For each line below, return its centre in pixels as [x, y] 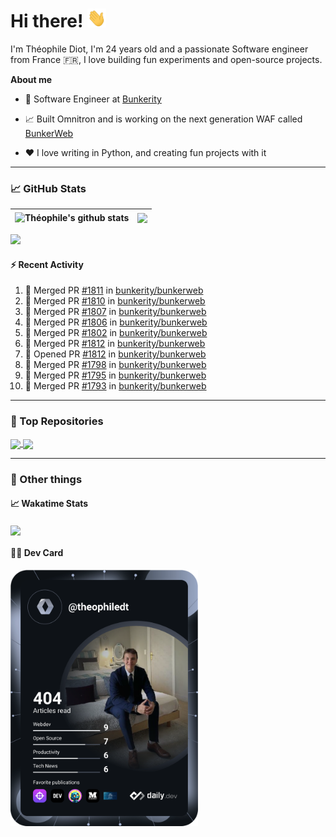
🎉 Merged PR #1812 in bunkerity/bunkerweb [115, 344]
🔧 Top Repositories [57, 421]
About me [31, 79]
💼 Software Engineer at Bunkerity [93, 99]
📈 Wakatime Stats [49, 504]
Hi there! [47, 21]
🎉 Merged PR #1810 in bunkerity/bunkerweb [115, 301]
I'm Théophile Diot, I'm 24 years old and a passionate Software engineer [159, 49]
